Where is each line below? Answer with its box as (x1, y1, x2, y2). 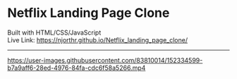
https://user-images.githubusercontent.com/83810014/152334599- (7, 56, 203, 64)
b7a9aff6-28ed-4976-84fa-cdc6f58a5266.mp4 (7, 63, 146, 72)
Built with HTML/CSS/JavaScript (7, 28, 102, 37)
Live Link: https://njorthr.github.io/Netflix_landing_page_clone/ (7, 35, 188, 44)
